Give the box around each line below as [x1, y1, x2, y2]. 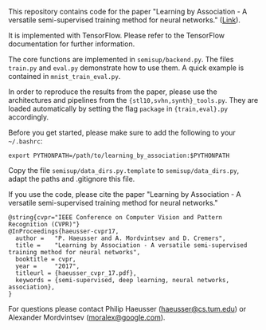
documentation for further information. [8, 39, 135, 49]
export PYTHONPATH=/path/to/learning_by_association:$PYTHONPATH [8, 151, 229, 159]
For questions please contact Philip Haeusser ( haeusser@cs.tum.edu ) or [8, 304, 247, 313]
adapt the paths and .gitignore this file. [8, 175, 135, 183]
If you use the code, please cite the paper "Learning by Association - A [8, 190, 241, 198]
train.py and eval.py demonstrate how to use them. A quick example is [8, 63, 244, 73]
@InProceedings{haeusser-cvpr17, [8, 227, 119, 235]
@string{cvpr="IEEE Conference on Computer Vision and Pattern [8, 214, 223, 222]
